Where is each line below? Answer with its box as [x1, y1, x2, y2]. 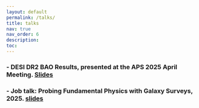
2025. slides [6, 94, 44, 103]
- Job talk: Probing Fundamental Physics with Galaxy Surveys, [6, 86, 193, 95]
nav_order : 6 [6, 32, 39, 38]
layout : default [6, 8, 47, 15]
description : [6, 37, 39, 43]
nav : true [6, 25, 31, 32]
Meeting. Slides [6, 70, 53, 79]
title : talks [6, 20, 39, 26]
